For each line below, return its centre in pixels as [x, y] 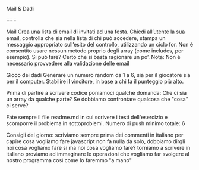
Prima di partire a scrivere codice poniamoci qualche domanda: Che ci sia [97, 93]
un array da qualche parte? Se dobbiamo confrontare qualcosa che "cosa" [97, 99]
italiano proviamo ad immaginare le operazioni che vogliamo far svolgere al [98, 154]
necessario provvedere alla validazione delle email [68, 63]
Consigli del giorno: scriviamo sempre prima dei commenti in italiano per [95, 135]
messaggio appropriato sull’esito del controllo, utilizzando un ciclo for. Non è [100, 44]
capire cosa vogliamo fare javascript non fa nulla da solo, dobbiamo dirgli [96, 141]
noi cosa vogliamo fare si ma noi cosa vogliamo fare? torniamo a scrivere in [98, 148]
